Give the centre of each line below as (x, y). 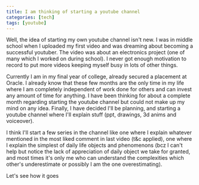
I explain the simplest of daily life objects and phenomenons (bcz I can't (95, 145)
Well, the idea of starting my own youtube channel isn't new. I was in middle (99, 40)
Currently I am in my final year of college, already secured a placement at (97, 77)
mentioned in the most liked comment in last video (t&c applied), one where (99, 139)
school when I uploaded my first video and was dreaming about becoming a (99, 46)
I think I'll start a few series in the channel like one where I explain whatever (99, 132)
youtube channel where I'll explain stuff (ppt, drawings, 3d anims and (91, 115)
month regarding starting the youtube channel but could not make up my (96, 102)
